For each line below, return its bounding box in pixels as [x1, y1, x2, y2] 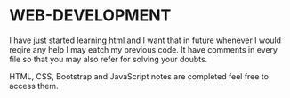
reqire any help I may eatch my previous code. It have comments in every [9, 44, 278, 54]
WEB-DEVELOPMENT [9, 5, 172, 26]
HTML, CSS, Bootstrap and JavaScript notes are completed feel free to [9, 70, 270, 81]
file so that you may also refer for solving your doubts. [9, 53, 208, 64]
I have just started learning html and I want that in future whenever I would [9, 35, 282, 45]
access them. [9, 80, 60, 91]
